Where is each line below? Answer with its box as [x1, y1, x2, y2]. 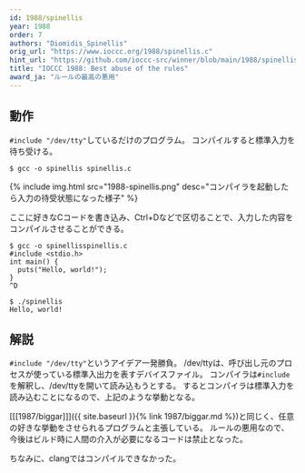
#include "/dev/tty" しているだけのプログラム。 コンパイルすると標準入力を [9, 134, 296, 146]
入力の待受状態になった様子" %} [16, 192, 139, 203]
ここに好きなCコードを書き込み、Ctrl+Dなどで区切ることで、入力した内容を [9, 211, 294, 223]
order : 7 [9, 30, 43, 39]
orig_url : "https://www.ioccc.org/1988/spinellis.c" [9, 47, 213, 56]
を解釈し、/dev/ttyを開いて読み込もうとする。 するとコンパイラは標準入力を [9, 380, 295, 391]
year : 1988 [9, 22, 51, 31]
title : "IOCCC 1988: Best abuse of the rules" [9, 65, 189, 74]
